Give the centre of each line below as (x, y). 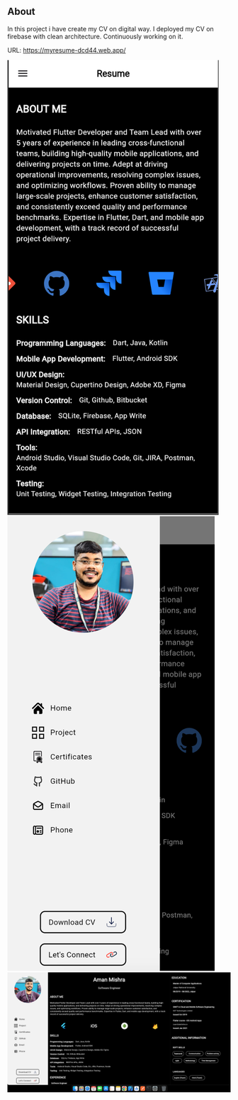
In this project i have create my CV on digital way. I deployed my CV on (110, 28)
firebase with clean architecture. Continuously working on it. (95, 36)
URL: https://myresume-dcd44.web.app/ (67, 50)
